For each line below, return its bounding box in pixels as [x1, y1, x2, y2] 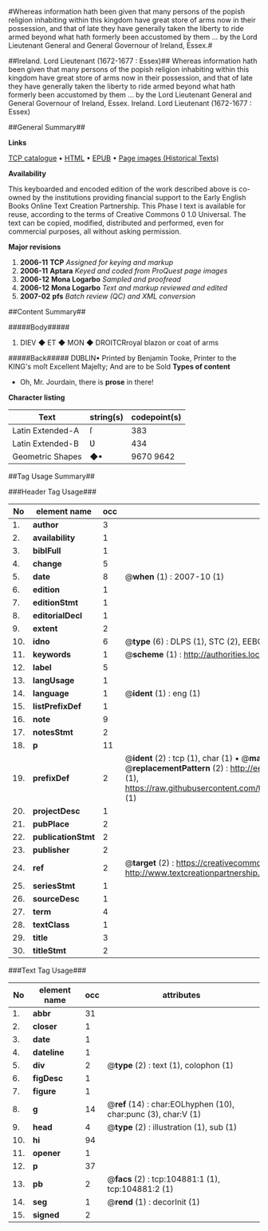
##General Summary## [8, 123, 85, 132]
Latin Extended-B [12, 438, 80, 449]
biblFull [33, 546, 61, 556]
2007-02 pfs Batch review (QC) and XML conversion [19, 291, 196, 301]
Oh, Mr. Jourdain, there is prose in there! [19, 377, 154, 386]
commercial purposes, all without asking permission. [8, 227, 182, 236]
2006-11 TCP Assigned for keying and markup [19, 258, 174, 266]
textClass [33, 919, 70, 930]
